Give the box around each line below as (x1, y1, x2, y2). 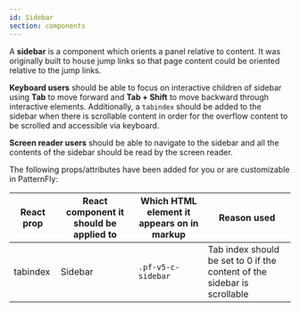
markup (151, 228, 186, 241)
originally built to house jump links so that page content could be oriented (9, 55, 280, 66)
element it (146, 206, 191, 218)
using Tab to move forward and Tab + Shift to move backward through (9, 91, 270, 103)
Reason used (218, 211, 276, 224)
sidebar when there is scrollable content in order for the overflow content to (9, 111, 288, 121)
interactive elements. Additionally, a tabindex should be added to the (9, 101, 262, 111)
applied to (72, 228, 118, 241)
